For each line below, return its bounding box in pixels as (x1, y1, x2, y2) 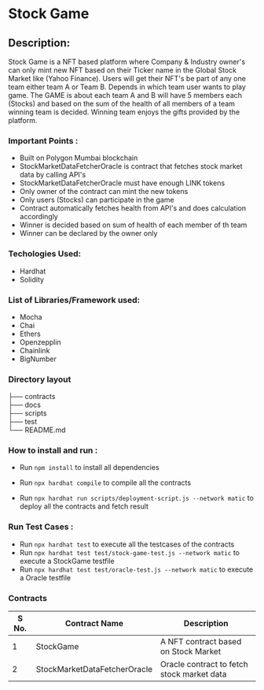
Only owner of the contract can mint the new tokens (19, 187, 189, 196)
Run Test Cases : (8, 521, 74, 532)
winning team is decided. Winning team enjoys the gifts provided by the (8, 107, 240, 117)
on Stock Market (159, 646, 222, 657)
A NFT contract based (159, 636, 242, 647)
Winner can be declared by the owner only (19, 229, 158, 238)
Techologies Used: (8, 248, 81, 259)
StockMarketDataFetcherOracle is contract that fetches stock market (19, 162, 243, 171)
